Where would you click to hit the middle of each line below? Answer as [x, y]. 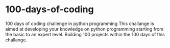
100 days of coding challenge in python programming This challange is [80, 23]
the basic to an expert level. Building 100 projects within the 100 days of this [85, 34]
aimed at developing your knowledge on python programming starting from [84, 29]
